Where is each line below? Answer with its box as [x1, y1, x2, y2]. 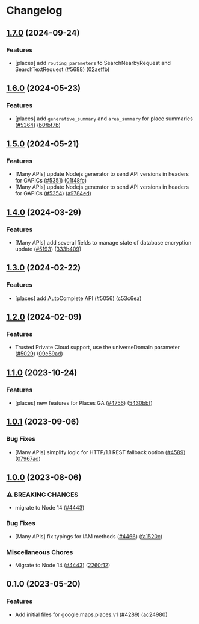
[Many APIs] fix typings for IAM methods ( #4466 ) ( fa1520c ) [14, 532, 163, 540]
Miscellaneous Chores [6, 548, 73, 556]
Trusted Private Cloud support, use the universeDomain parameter [14, 344, 180, 351]
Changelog [6, 4, 63, 17]
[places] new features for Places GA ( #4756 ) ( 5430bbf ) [14, 399, 153, 407]
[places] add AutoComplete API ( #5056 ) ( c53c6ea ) [14, 295, 142, 302]
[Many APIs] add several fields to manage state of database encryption [14, 239, 192, 246]
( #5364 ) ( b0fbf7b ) [14, 121, 61, 128]
